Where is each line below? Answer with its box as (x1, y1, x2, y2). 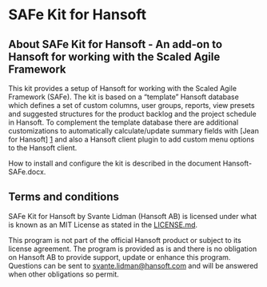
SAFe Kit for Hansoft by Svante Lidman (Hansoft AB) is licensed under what (8, 211, 257, 221)
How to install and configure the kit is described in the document (8, 158, 221, 168)
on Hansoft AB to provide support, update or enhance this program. (8, 252, 231, 261)
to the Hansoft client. (8, 143, 78, 153)
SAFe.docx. (8, 167, 46, 177)
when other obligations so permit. (8, 269, 120, 279)
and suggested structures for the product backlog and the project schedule (8, 110, 257, 118)
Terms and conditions (8, 190, 120, 204)
